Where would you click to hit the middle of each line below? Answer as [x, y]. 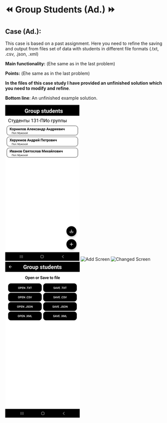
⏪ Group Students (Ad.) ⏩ [60, 10]
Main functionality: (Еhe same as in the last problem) [60, 64]
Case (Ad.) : [23, 31]
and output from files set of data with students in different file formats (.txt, [82, 49]
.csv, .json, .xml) [22, 54]
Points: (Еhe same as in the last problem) [48, 73]
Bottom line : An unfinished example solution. [51, 98]
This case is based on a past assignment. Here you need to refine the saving [84, 43]
